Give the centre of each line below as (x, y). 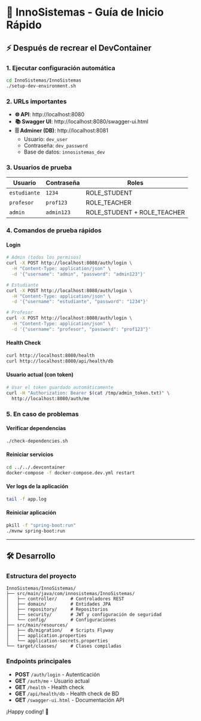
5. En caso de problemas (42, 414)
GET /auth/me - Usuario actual (52, 681)
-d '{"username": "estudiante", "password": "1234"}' (80, 302)
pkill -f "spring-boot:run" (41, 525)
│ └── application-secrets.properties (57, 641)
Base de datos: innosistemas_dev (64, 152)
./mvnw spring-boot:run (36, 531)
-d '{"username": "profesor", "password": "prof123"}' (81, 329)
